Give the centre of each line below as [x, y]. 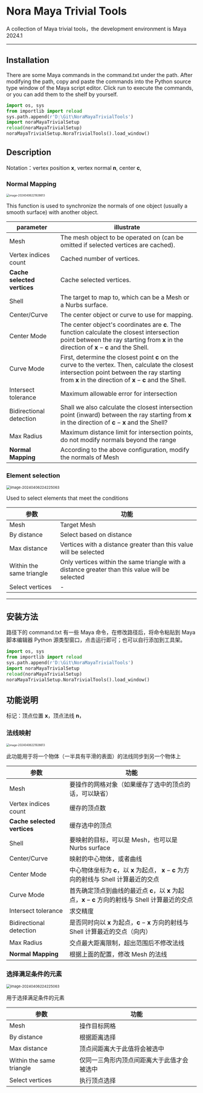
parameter [32, 227]
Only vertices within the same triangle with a [123, 562]
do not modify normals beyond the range [118, 440]
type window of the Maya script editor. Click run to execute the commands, [100, 88]
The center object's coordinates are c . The [121, 325]
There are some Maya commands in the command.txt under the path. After [99, 75]
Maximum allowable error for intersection [119, 394]
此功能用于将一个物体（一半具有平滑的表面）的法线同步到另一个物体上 [94, 756]
